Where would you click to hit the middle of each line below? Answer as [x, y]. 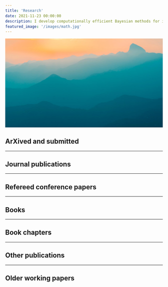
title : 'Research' [24, 11]
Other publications [35, 255]
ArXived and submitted [42, 141]
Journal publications [38, 164]
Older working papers [40, 278]
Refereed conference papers [51, 187]
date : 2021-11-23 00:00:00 [33, 16]
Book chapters [28, 233]
